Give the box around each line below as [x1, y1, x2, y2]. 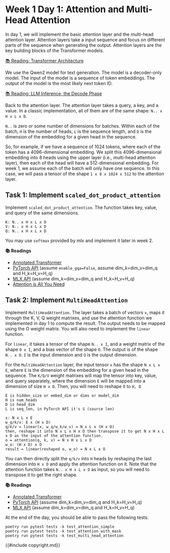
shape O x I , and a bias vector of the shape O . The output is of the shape [5, 346, 158, 352]
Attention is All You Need [12, 281, 65, 287]
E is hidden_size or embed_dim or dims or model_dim [5, 393, 119, 398]
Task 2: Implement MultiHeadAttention [5, 296, 128, 305]
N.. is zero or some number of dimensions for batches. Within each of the [5, 123, 160, 129]
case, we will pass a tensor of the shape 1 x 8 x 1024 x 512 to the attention [5, 171, 164, 177]
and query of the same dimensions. [5, 210, 80, 216]
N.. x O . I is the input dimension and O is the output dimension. [5, 351, 138, 357]
